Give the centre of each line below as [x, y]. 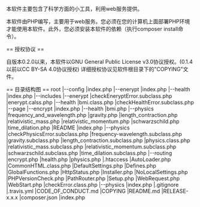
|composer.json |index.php [52, 197]
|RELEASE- [175, 191]
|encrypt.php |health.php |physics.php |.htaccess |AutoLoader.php [89, 159]
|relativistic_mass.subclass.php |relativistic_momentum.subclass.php [91, 147]
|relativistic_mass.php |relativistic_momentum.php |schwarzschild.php [93, 121]
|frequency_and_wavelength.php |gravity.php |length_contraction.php [92, 115]
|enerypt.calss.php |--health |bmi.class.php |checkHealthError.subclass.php [100, 102]
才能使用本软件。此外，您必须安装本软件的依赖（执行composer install [92, 29]
